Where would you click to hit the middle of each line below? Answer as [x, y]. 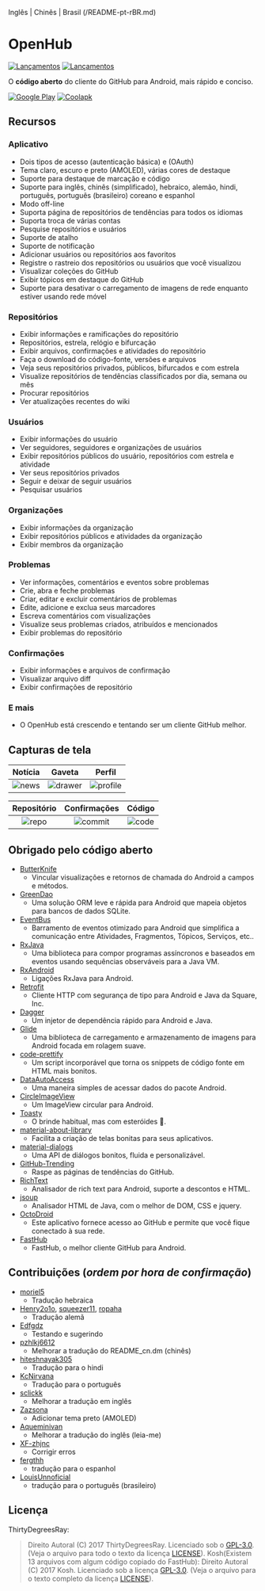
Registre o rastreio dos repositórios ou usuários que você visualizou [130, 262]
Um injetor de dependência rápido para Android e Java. [122, 1021]
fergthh [32, 1460]
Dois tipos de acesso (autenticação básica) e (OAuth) [107, 162]
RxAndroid [37, 970]
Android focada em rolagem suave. [89, 1046]
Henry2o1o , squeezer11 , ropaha [71, 1308]
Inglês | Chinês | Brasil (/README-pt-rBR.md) [82, 12]
